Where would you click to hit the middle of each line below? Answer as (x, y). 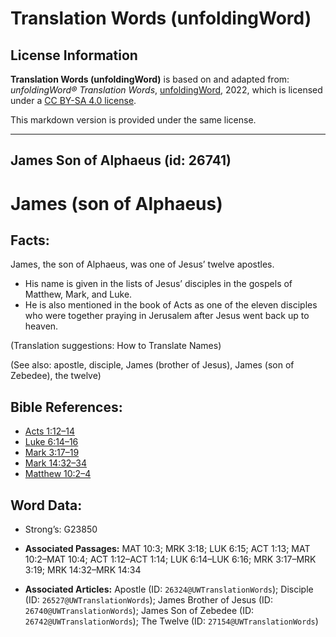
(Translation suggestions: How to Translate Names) (116, 346)
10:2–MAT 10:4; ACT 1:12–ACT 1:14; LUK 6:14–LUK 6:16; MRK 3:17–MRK (170, 559)
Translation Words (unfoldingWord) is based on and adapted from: (150, 79)
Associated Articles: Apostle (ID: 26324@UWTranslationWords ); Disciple (169, 589)
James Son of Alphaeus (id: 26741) (121, 160)
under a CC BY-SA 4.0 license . (73, 100)
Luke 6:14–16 (51, 442)
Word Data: (46, 505)
